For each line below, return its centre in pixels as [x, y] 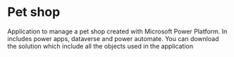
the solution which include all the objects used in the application [100, 46]
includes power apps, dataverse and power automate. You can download [113, 38]
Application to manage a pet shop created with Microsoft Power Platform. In [117, 31]
